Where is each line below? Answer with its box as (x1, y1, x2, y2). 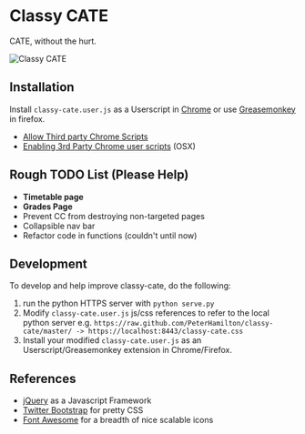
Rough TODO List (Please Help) (9, 167, 189, 183)
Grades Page (22, 201, 73, 212)
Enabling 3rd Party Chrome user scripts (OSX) (22, 140, 196, 151)
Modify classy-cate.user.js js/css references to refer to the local (22, 308, 270, 318)
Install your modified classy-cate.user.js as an (22, 335, 202, 346)
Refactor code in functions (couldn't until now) (22, 229, 198, 241)
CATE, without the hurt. (9, 35, 97, 46)
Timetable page (22, 191, 84, 202)
